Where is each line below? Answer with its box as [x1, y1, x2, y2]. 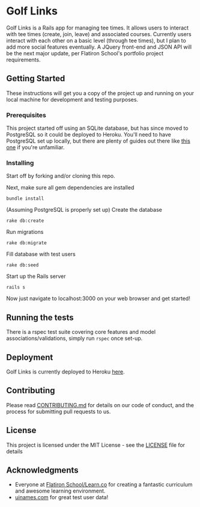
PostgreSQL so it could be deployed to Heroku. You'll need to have [6, 131, 171, 138]
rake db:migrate [6, 240, 47, 246]
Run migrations [6, 229, 44, 236]
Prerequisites [6, 111, 46, 119]
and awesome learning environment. [14, 487, 106, 494]
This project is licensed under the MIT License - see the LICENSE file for [6, 441, 185, 449]
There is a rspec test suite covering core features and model [6, 328, 156, 336]
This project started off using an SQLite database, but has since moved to [6, 124, 189, 132]
